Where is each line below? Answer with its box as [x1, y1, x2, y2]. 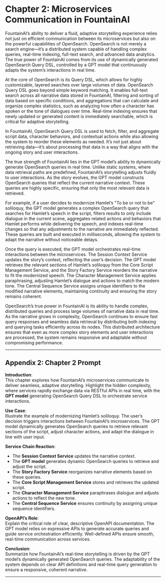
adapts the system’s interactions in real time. [5, 67, 96, 73]
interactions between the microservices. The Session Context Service [5, 251, 147, 257]
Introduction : [5, 372, 33, 377]
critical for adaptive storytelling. [5, 119, 70, 125]
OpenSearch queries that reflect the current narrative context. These [5, 179, 145, 186]
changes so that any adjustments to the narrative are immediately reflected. [5, 226, 159, 232]
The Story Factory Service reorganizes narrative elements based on [12, 468, 152, 475]
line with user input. [5, 434, 45, 440]
